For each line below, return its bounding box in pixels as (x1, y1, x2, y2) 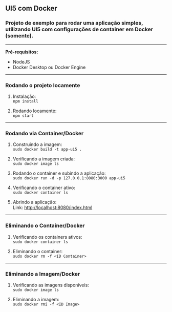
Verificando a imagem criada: (12, 156, 75, 162)
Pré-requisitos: (5, 49, 38, 55)
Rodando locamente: (12, 108, 57, 114)
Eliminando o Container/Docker (5, 222, 85, 230)
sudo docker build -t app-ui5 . (12, 147, 82, 152)
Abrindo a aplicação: (12, 199, 57, 205)
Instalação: (12, 93, 36, 99)
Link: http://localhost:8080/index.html (12, 204, 93, 211)
